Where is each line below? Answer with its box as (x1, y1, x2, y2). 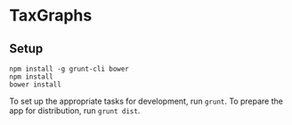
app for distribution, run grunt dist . (9, 105, 141, 116)
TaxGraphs (9, 5, 93, 26)
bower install (9, 80, 62, 89)
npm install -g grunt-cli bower (9, 64, 129, 73)
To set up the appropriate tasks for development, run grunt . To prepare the (9, 96, 283, 106)
